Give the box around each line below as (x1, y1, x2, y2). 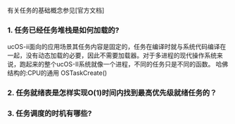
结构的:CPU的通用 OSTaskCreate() (7, 69, 108, 77)
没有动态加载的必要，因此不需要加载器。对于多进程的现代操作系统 (25, 51, 217, 60)
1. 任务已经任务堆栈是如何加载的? (7, 25, 120, 35)
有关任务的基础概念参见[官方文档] (7, 6, 105, 14)
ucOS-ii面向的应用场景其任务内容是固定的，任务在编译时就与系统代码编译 (7, 43, 220, 51)
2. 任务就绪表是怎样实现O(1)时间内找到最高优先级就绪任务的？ (7, 88, 217, 98)
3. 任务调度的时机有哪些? (7, 109, 92, 118)
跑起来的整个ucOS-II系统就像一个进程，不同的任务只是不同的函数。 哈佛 (19, 60, 229, 69)
